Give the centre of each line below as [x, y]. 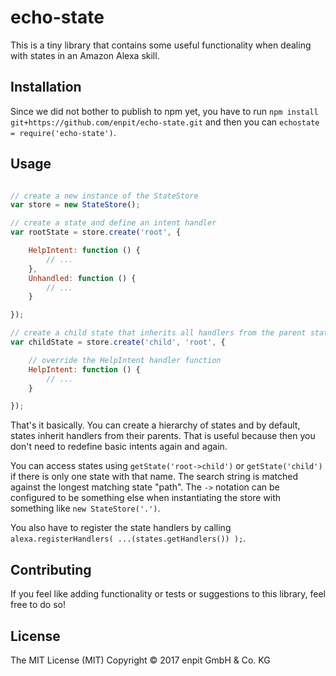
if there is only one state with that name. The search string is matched [154, 477]
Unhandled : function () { [82, 278]
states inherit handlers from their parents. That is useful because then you [163, 436]
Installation [46, 87]
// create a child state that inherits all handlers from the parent [158, 333]
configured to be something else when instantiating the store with [146, 498]
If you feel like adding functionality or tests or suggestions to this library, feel [168, 594]
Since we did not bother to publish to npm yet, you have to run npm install [164, 111]
